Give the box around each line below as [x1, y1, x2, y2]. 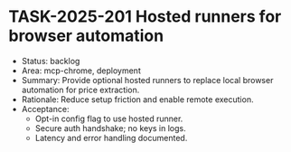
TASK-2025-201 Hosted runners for [8, 6, 282, 27]
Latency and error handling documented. [34, 132, 188, 143]
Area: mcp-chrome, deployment [21, 65, 141, 76]
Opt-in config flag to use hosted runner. [34, 113, 183, 124]
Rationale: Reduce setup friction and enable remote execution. [21, 93, 254, 105]
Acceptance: [21, 103, 70, 114]
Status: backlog [21, 55, 80, 66]
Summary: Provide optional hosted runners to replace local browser [21, 74, 274, 85]
